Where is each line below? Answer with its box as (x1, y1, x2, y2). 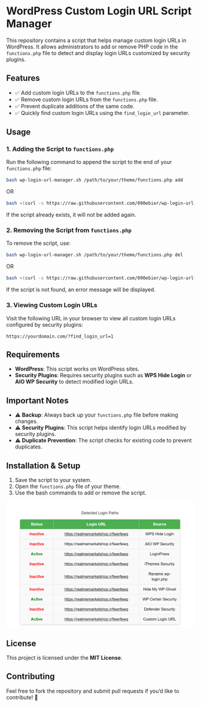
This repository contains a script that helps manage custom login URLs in (6, 37, 187, 44)
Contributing (6, 672, 55, 682)
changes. (14, 418, 38, 425)
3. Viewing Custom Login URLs (6, 301, 98, 309)
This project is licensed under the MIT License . (6, 654, 123, 661)
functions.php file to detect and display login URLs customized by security (6, 49, 190, 56)
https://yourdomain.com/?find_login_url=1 (6, 333, 114, 339)
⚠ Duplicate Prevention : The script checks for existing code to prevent (14, 437, 192, 444)
